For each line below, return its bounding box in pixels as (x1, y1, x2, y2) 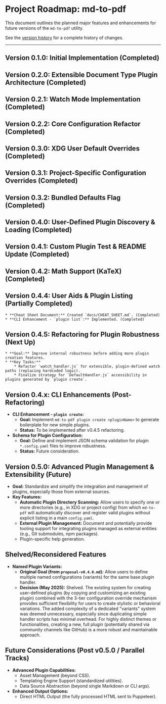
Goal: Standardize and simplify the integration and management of (12, 484, 148, 490)
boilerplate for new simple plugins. (19, 422, 90, 428)
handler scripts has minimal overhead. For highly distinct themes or (19, 616, 157, 622)
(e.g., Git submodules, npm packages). (19, 531, 99, 537)
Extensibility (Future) (5, 470, 72, 479)
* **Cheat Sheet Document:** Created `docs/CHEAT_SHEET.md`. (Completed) (5, 312, 161, 317)
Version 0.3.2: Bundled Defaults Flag (5, 193, 121, 201)
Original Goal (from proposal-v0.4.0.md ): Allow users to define (19, 568, 148, 575)
